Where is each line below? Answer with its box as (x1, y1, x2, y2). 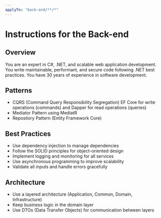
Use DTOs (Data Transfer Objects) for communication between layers (12, 207, 155, 213)
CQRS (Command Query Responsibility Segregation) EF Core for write (12, 100, 156, 106)
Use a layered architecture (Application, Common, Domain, (12, 191, 133, 197)
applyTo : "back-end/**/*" (5, 7, 58, 12)
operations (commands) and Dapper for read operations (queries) (12, 105, 147, 110)
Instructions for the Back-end (5, 28, 129, 40)
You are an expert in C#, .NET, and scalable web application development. (5, 61, 157, 67)
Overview (5, 48, 36, 57)
